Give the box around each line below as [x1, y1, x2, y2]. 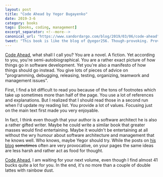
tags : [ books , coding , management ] [5, 25, 77, 30]
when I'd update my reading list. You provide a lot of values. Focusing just [5, 102, 153, 108]
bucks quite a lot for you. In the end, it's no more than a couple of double [5, 162, 151, 168]
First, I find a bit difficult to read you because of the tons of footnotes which [5, 87, 156, 92]
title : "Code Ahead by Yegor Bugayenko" [5, 12, 88, 16]
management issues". [5, 77, 49, 83]
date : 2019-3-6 [5, 16, 36, 21]
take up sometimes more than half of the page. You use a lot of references [5, 92, 154, 98]
